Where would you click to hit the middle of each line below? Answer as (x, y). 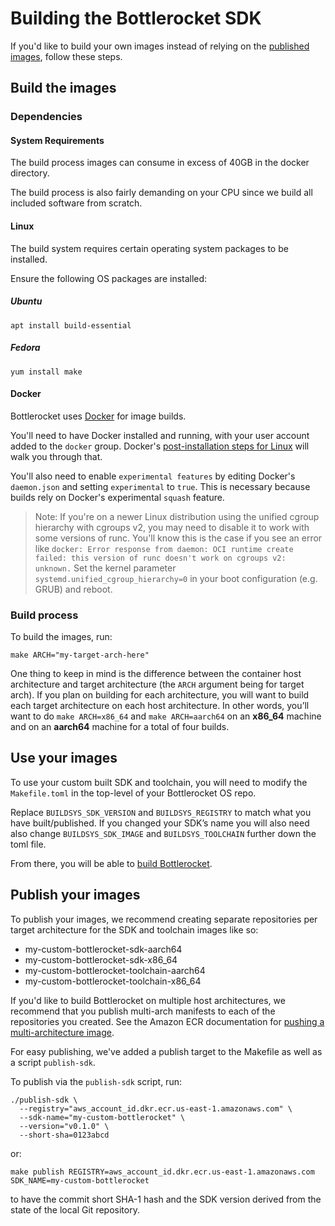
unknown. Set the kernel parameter (105, 568)
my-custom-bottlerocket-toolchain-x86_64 (113, 981)
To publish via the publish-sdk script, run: (96, 1081)
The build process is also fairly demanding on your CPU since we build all (161, 193)
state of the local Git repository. (75, 1209)
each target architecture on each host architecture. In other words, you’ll (160, 706)
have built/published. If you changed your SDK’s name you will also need (160, 823)
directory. (30, 173)
